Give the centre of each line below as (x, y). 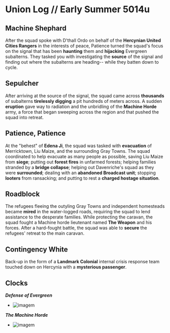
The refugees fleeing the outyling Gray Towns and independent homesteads (85, 206)
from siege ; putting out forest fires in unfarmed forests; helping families (81, 162)
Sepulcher (22, 83)
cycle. (11, 67)
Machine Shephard (36, 28)
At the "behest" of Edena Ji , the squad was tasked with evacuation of (79, 146)
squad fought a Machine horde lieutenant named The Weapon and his (79, 223)
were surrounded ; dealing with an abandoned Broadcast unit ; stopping (81, 173)
